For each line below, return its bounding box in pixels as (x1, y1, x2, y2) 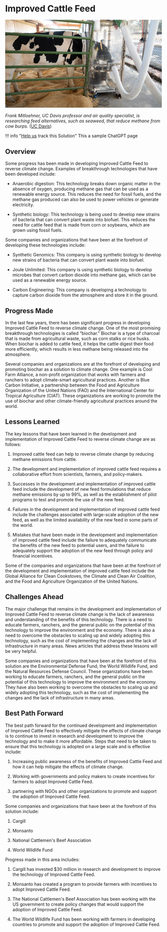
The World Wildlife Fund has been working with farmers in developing (12, 916, 156, 922)
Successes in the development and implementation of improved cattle (12, 480, 156, 487)
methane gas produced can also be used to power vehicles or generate (12, 197, 159, 203)
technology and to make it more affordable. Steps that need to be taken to (5, 738, 157, 744)
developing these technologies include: (5, 242, 86, 248)
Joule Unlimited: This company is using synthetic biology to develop (12, 267, 153, 273)
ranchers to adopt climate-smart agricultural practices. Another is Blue (5, 377, 150, 383)
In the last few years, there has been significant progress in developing (5, 320, 151, 326)
